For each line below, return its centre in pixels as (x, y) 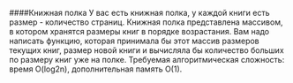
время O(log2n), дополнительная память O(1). (96, 69)
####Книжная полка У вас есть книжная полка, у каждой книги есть (139, 13)
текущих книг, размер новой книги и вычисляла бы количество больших (146, 50)
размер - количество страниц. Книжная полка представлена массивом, (146, 22)
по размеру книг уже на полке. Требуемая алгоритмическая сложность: (147, 60)
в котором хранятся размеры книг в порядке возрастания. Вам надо (139, 31)
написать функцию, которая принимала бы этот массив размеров (135, 41)
